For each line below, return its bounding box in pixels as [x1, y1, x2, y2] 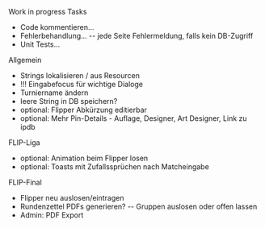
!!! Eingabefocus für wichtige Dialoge [19, 80, 144, 89]
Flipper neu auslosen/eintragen [19, 193, 124, 202]
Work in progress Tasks [8, 7, 87, 16]
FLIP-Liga [8, 138, 40, 147]
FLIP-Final [8, 177, 42, 187]
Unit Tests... [19, 39, 61, 49]
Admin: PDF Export [19, 210, 84, 220]
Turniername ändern [19, 88, 89, 97]
